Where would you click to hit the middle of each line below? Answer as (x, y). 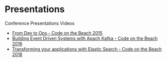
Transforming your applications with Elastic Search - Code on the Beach (87, 49)
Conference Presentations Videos (40, 23)
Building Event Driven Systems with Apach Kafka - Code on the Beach (85, 38)
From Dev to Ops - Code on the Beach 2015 (57, 33)
